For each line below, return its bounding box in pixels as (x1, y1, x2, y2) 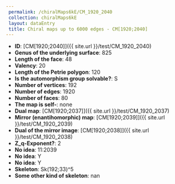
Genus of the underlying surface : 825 (14, 49, 112, 57)
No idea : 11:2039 (14, 146, 57, 154)
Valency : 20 (14, 62, 46, 69)
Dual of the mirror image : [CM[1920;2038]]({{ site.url (14, 127, 149, 134)
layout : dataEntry (8, 20, 55, 26)
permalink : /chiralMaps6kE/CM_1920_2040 (8, 9, 113, 15)
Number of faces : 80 (14, 94, 68, 102)
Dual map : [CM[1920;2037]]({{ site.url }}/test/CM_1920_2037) (14, 107, 170, 115)
